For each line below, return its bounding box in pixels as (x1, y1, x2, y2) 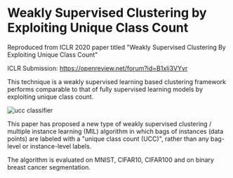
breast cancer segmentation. (7, 163, 91, 171)
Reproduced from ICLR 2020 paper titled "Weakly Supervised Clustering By (7, 43, 226, 51)
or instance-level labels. (22, 142, 92, 150)
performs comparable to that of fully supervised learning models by (7, 85, 204, 93)
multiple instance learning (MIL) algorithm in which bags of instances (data (7, 127, 224, 135)
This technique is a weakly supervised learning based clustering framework (7, 77, 227, 85)
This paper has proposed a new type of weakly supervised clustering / (7, 119, 212, 128)
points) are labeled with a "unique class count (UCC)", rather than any (7, 135, 209, 143)
